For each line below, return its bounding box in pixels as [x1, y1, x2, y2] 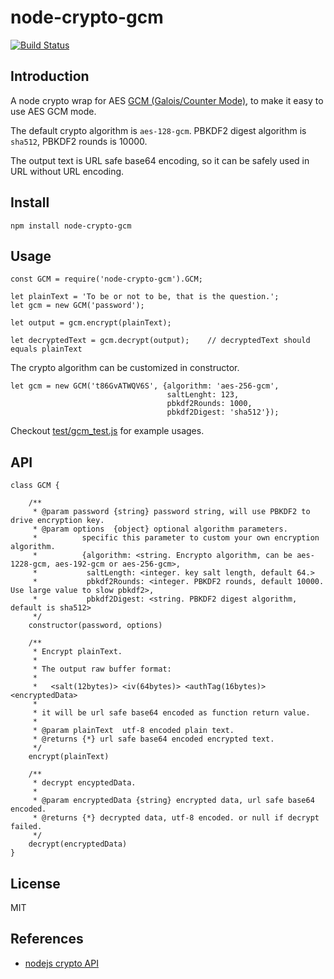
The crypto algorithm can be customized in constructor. [10, 362, 240, 374]
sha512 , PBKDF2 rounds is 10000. [10, 135, 148, 147]
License [10, 875, 61, 892]
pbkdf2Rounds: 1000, [166, 399, 253, 409]
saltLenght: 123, [166, 390, 240, 400]
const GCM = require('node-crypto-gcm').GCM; [10, 274, 203, 285]
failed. [10, 822, 43, 832]
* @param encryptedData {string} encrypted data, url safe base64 [32, 796, 315, 806]
